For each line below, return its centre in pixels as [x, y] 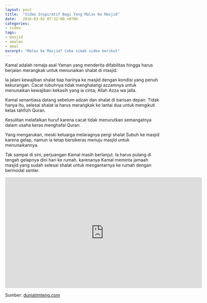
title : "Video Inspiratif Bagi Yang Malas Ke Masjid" [62, 14]
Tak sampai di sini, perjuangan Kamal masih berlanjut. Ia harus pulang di [78, 154]
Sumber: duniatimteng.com [33, 295]
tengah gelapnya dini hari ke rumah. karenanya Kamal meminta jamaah [77, 160]
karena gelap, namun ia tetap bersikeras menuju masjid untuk [67, 140]
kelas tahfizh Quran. [25, 110]
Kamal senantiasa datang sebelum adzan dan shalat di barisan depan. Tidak [82, 100]
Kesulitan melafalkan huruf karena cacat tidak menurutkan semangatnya [78, 120]
